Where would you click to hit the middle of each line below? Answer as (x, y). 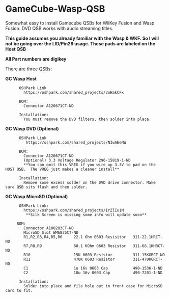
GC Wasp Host (21, 78)
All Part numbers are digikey (36, 59)
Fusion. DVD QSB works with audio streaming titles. (59, 28)
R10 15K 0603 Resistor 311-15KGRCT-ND (94, 255)
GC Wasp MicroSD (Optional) (37, 196)
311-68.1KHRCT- (149, 246)
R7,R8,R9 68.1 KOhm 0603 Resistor (75, 246)
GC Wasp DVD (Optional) (32, 128)
